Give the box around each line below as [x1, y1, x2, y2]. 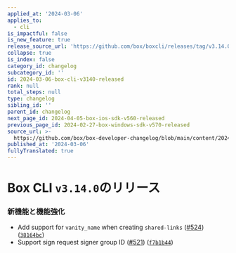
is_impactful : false [7, 30, 68, 37]
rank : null [7, 82, 39, 89]
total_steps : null [7, 89, 61, 96]
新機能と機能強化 [7, 207, 65, 216]
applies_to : [7, 17, 42, 24]
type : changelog [7, 96, 55, 103]
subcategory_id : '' [7, 69, 65, 76]
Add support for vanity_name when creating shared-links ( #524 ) [17, 223, 204, 232]
